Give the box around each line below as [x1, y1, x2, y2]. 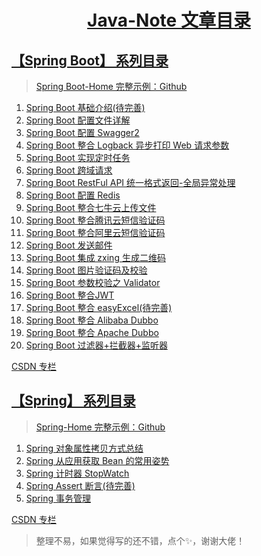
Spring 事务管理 [25, 492, 91, 504]
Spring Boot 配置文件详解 [25, 114, 131, 126]
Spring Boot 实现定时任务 [25, 152, 131, 163]
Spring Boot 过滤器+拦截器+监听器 [25, 339, 168, 351]
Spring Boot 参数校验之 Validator [25, 277, 161, 288]
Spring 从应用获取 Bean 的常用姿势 [25, 454, 170, 466]
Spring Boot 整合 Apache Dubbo [25, 327, 159, 338]
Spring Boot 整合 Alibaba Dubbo [25, 314, 159, 326]
